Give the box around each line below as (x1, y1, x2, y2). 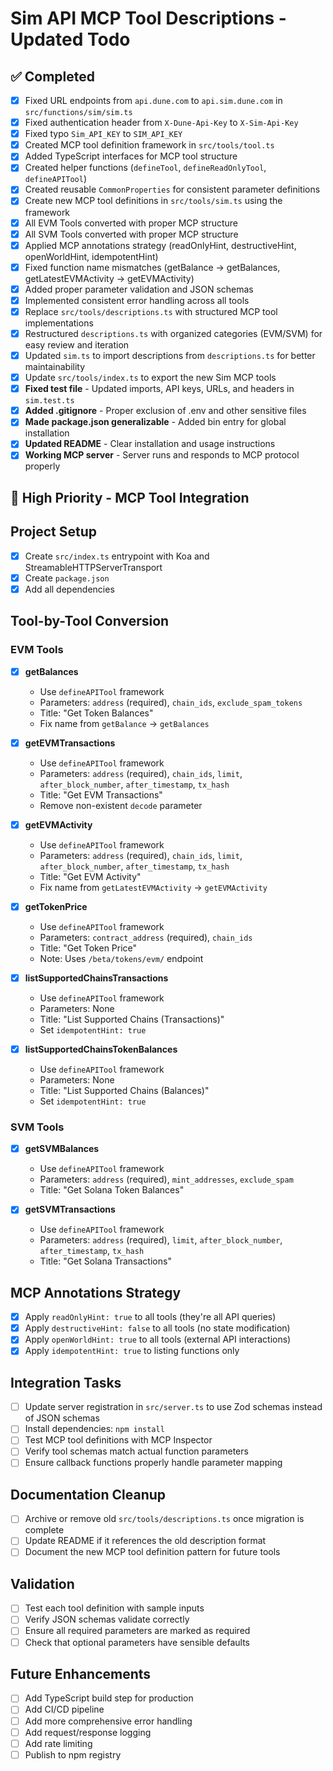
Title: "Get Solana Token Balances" (39, 1184, 185, 1196)
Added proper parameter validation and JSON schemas (24, 283, 254, 295)
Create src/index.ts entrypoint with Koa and (24, 550, 210, 562)
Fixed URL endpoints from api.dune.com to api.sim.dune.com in (24, 95, 283, 106)
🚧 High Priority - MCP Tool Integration (10, 489, 250, 506)
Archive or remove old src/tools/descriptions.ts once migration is (24, 1513, 305, 1525)
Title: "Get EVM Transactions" (39, 788, 163, 801)
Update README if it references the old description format (24, 1535, 267, 1547)
